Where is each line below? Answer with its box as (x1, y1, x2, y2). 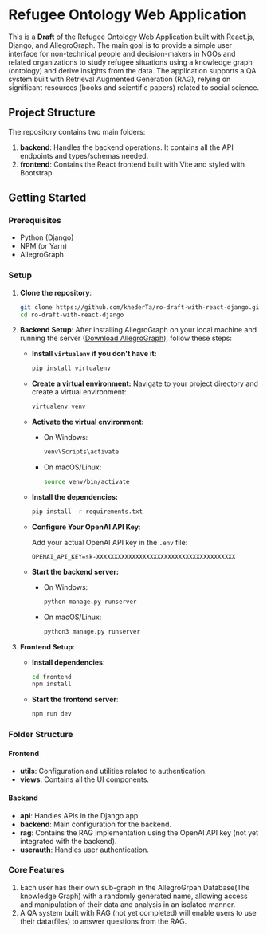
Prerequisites (8, 215, 61, 226)
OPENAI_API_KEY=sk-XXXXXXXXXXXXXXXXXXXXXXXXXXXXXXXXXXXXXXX (31, 552, 236, 561)
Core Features (8, 865, 65, 876)
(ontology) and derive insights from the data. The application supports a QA (8, 65, 257, 75)
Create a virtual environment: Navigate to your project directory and (31, 379, 259, 388)
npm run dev (31, 710, 72, 718)
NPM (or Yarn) (19, 241, 68, 251)
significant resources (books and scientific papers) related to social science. (8, 82, 260, 92)
